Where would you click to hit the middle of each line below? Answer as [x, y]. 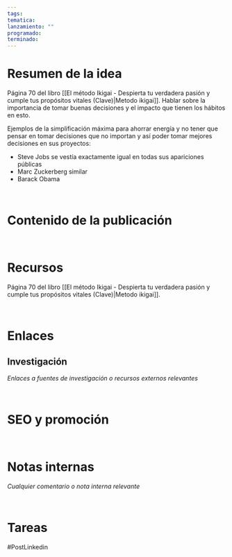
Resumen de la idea [65, 74]
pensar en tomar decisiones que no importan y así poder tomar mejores [110, 136]
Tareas [27, 528]
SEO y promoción [58, 420]
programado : [24, 33]
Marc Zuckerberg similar [52, 172]
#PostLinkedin [28, 547]
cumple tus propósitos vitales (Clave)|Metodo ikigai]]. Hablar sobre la [107, 101]
